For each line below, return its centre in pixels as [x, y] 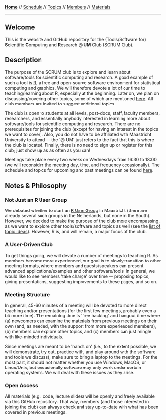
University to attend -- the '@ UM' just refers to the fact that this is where [80, 139]
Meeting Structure [28, 294]
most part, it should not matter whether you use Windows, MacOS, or [76, 362]
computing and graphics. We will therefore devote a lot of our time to [75, 88]
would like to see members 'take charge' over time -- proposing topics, [77, 276]
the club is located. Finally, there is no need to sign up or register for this [79, 145]
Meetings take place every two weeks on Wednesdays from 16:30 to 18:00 [81, 159]
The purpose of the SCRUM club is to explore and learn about [68, 72]
